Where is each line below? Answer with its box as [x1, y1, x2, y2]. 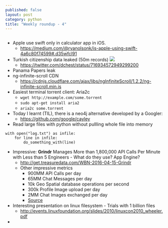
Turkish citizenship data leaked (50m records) [12, 57, 109, 63]
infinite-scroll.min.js [20, 84, 62, 90]
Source [27, 197, 43, 203]
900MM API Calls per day [27, 170, 81, 176]
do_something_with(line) [23, 140, 76, 145]
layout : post [5, 12, 33, 17]
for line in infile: [14, 135, 58, 141]
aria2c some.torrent [20, 106, 64, 111]
